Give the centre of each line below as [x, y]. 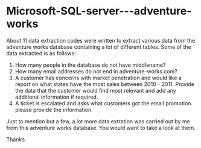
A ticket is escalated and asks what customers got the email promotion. [104, 103]
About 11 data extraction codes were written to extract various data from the [101, 40]
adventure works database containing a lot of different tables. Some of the [99, 47]
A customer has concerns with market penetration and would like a [98, 78]
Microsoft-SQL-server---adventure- [99, 11]
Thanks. [16, 139]
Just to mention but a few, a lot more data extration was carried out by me [98, 121]
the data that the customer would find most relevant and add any [95, 90]
